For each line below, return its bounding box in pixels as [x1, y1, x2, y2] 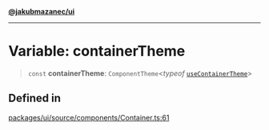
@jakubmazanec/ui [8, 7, 75, 16]
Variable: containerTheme [8, 42, 186, 61]
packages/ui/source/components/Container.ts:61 [8, 112, 170, 122]
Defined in [8, 92, 62, 105]
